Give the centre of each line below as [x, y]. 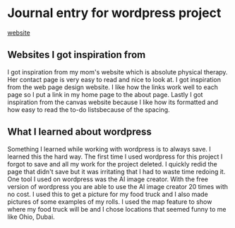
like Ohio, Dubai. [31, 217]
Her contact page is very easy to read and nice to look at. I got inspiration [114, 79]
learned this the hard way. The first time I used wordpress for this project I [115, 156]
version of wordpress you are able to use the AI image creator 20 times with [117, 186]
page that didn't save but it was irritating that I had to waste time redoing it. [116, 171]
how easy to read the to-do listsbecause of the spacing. [89, 109]
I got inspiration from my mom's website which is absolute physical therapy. [117, 72]
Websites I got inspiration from [77, 55]
